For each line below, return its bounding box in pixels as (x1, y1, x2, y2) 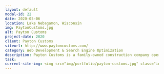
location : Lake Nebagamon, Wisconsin (5, 20, 82, 26)
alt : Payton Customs (5, 30, 47, 35)
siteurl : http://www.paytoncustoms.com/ (5, 43, 89, 48)
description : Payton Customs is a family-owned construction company (5, 52, 150, 57)
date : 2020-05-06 (5, 16, 41, 21)
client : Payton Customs (5, 39, 54, 44)
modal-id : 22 (5, 12, 32, 17)
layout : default (5, 7, 38, 12)
